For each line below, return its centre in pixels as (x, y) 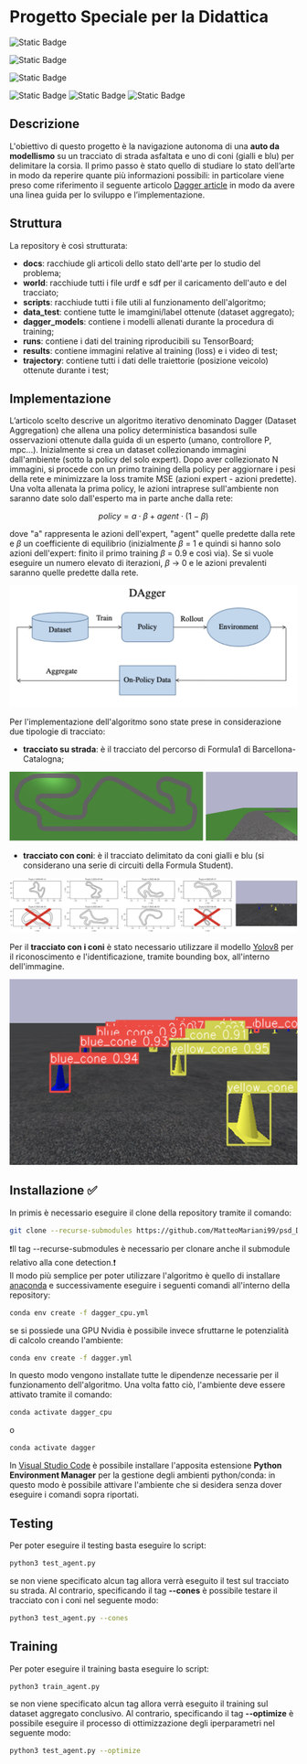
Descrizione (45, 124)
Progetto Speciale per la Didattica (139, 17)
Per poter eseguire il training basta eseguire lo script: (110, 1668)
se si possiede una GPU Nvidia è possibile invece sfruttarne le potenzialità (149, 1330)
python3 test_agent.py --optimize (75, 1751)
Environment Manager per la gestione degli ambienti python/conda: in (143, 1475)
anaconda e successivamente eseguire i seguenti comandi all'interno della (150, 1285)
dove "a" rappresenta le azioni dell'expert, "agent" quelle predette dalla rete (153, 534)
